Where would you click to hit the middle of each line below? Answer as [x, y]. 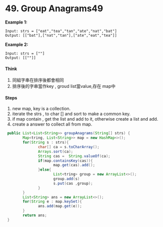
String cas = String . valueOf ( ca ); [74, 156]
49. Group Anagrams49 [54, 9]
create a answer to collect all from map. [52, 124]
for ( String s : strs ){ [46, 143]
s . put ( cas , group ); [73, 183]
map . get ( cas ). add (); [74, 165]
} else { [45, 170]
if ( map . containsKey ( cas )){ [65, 161]
